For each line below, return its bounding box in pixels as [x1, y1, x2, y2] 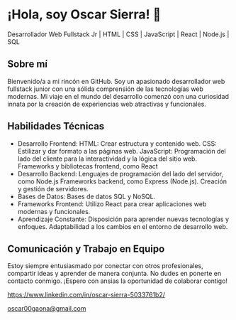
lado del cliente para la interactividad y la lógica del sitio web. [17, 154, 197, 163]
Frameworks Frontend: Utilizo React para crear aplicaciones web [17, 199, 207, 208]
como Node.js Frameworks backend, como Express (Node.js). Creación [17, 177, 227, 186]
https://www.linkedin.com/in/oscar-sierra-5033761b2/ [7, 291, 165, 299]
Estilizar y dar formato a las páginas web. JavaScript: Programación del [17, 146, 226, 155]
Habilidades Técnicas [7, 120, 105, 132]
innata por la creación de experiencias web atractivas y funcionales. [7, 100, 207, 108]
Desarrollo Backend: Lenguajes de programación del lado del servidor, [17, 169, 224, 178]
